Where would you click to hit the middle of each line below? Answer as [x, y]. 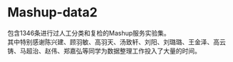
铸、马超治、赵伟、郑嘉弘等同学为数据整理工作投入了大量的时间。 [104, 51]
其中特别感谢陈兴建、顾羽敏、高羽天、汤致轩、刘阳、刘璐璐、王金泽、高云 [116, 42]
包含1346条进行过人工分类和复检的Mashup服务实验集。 [89, 33]
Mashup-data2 [52, 12]
